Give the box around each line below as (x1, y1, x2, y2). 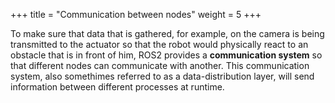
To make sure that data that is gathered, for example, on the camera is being (10, 28, 325, 39)
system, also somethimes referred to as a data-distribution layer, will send (10, 70, 315, 82)
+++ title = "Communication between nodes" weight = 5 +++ (10, 9, 262, 20)
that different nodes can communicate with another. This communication (10, 60, 310, 71)
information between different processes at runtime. (10, 81, 225, 93)
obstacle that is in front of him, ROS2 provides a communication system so (10, 49, 323, 61)
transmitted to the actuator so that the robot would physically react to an (10, 39, 309, 50)
